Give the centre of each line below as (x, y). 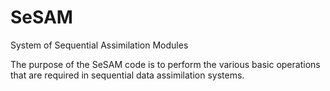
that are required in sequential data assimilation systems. (127, 75)
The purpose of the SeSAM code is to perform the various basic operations (165, 64)
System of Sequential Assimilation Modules (99, 45)
